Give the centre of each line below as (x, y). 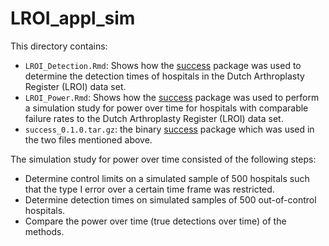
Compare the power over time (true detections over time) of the (155, 221)
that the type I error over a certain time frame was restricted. (149, 189)
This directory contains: (59, 46)
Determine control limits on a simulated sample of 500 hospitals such (167, 178)
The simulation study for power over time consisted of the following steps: (163, 159)
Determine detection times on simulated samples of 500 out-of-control (170, 199)
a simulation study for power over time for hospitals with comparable (166, 108)
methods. (44, 231)
